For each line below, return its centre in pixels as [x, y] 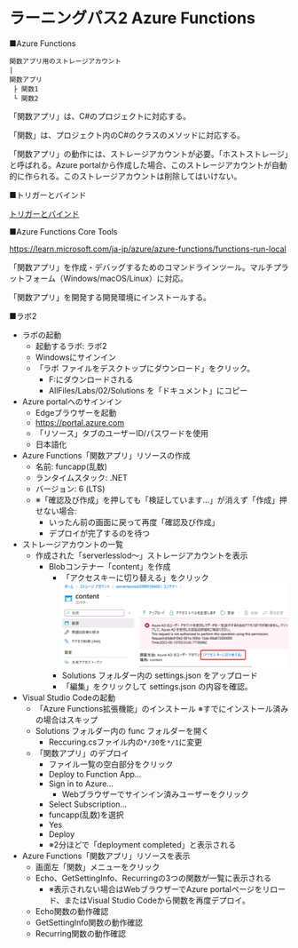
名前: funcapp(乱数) [71, 466]
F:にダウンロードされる [91, 379]
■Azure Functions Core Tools [63, 231]
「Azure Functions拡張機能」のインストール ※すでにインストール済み [162, 709]
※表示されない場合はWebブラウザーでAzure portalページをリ [159, 889]
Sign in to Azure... [81, 784]
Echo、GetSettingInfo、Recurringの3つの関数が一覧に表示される [153, 878]
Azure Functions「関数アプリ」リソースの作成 [106, 455]
